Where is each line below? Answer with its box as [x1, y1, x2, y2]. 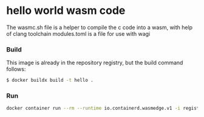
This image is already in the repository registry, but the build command [6, 59, 183, 67]
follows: [6, 65, 26, 73]
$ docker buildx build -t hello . [6, 77, 94, 84]
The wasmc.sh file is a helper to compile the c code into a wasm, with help [6, 24, 193, 31]
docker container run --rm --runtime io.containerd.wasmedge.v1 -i [6, 105, 181, 112]
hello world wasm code [6, 4, 126, 18]
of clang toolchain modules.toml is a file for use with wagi [6, 30, 151, 37]
